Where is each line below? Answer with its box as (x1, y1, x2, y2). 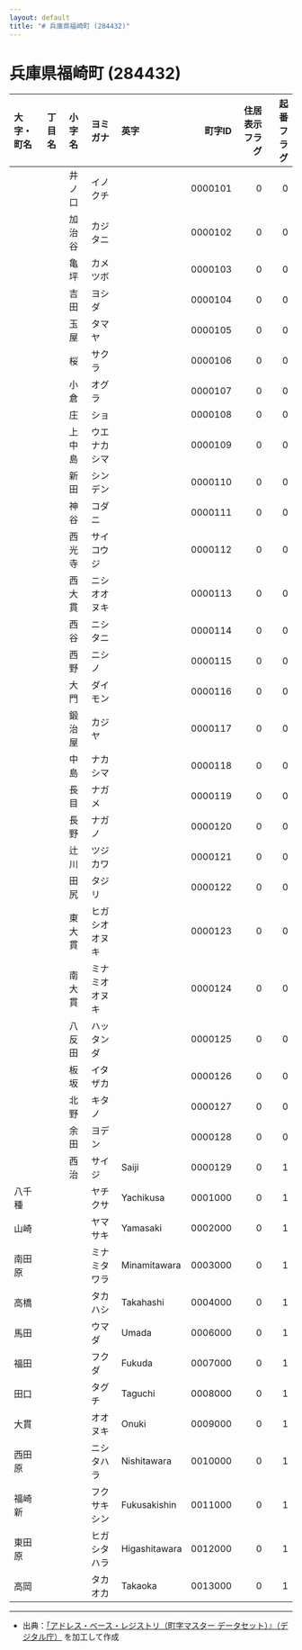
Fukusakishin (120, 1499, 177, 1511)
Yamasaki (120, 1222, 163, 1234)
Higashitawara (120, 1543, 182, 1555)
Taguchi (120, 1387, 155, 1400)
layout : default (9, 13, 70, 23)
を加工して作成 (64, 1631, 120, 1643)
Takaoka (120, 1580, 157, 1592)
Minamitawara (120, 1259, 182, 1272)
